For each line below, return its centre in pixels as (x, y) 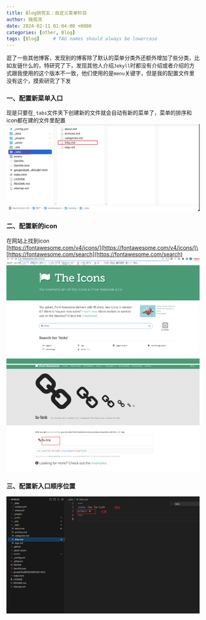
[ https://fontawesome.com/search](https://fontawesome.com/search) (94, 254)
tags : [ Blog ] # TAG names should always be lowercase (82, 39)
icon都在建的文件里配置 (36, 120)
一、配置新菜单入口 (35, 98)
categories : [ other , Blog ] (41, 33)
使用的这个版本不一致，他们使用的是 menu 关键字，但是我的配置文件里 (109, 73)
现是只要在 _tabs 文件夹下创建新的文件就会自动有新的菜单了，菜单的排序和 (99, 113)
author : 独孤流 (24, 19)
